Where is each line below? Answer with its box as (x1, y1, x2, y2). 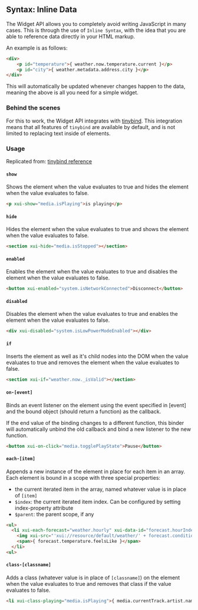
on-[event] (6, 389, 33, 395)
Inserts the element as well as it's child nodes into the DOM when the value (6, 353, 189, 360)
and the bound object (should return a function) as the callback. (6, 408, 161, 415)
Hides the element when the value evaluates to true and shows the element (6, 226, 189, 233)
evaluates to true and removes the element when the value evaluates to (6, 359, 180, 366)
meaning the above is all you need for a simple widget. (6, 89, 138, 96)
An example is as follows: (6, 44, 68, 51)
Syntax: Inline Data (6, 5, 77, 15)
